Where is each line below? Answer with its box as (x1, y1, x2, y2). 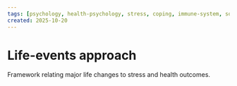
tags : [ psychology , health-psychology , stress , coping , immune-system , (7, 10, 222, 18)
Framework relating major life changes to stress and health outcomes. (7, 70, 210, 79)
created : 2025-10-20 (7, 17, 68, 24)
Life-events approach (7, 47, 137, 63)
